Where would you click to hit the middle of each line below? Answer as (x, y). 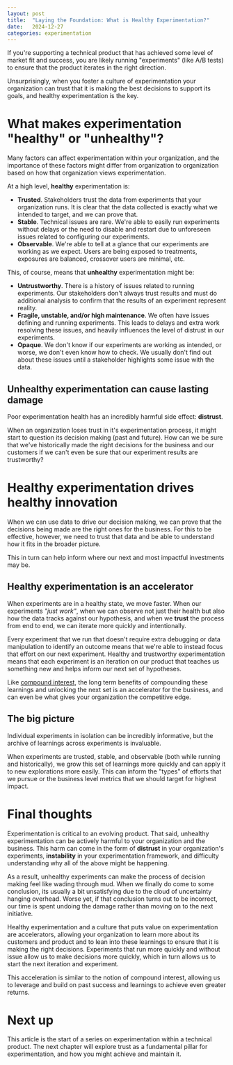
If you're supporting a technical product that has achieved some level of (110, 53)
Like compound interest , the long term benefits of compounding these (108, 682)
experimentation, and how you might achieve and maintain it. (95, 1054)
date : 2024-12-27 (35, 26)
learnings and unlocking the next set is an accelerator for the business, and (115, 689)
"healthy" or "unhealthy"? (86, 139)
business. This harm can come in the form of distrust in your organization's (115, 848)
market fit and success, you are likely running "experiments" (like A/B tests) (115, 61)
